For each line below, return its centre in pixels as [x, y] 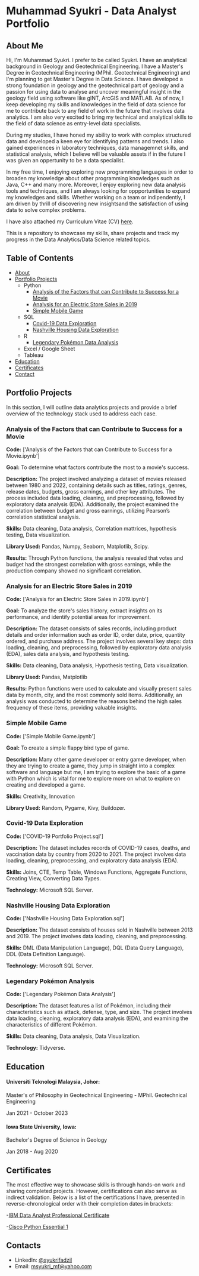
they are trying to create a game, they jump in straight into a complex [91, 766]
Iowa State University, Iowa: [42, 1127]
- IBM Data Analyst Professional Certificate [58, 1215]
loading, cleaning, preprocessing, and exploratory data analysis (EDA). [92, 860]
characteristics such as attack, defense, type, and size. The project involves [99, 1012]
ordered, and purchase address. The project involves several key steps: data [100, 641]
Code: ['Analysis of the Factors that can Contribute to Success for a [89, 449]
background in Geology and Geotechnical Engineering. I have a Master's [95, 66]
